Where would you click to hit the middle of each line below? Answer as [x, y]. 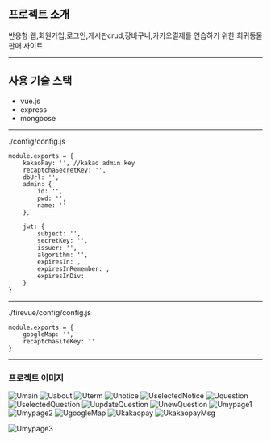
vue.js [30, 101]
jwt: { [34, 227]
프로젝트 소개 [39, 15]
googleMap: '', [48, 334]
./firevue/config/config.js [50, 312]
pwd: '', [52, 198]
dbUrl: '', [41, 177]
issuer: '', [58, 248]
